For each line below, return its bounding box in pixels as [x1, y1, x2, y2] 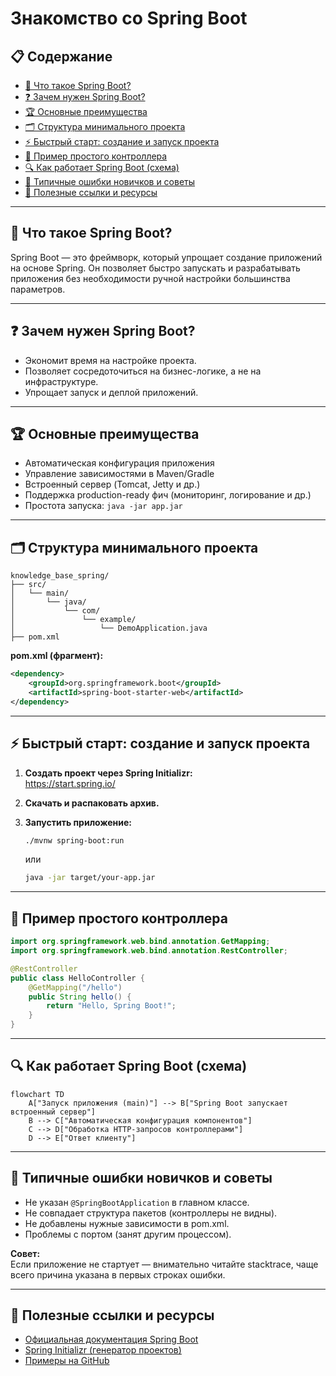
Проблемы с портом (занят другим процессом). [24, 1228, 232, 1240]
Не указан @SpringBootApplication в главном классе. [24, 1196, 250, 1208]
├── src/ [10, 580, 47, 590]
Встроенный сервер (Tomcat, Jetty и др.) [24, 478, 201, 491]
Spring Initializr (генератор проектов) [24, 1344, 182, 1356]
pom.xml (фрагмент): [10, 650, 104, 662]
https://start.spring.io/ [24, 777, 116, 789]
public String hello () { [28, 992, 132, 1002]
